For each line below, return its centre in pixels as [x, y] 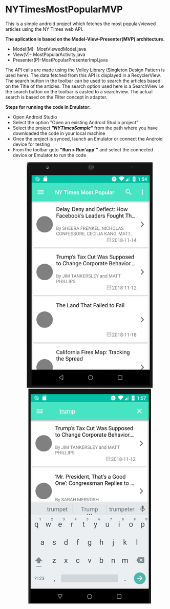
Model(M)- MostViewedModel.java [49, 49]
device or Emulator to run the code [49, 155]
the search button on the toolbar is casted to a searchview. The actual [79, 91]
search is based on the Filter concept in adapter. [56, 97]
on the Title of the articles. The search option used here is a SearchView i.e [84, 86]
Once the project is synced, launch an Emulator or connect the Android [88, 139]
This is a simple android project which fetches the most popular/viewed [81, 24]
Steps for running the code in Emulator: [48, 107]
